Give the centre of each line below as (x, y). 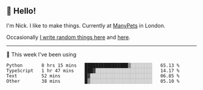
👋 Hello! (21, 11)
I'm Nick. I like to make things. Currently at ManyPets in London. (86, 25)
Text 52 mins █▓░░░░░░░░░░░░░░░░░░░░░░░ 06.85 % (93, 76)
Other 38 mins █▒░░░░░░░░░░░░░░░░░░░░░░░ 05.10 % (93, 81)
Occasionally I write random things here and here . (69, 37)
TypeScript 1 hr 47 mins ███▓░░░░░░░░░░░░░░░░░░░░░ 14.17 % (93, 70)
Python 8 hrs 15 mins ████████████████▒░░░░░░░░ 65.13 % (93, 65)
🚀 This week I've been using (41, 54)
